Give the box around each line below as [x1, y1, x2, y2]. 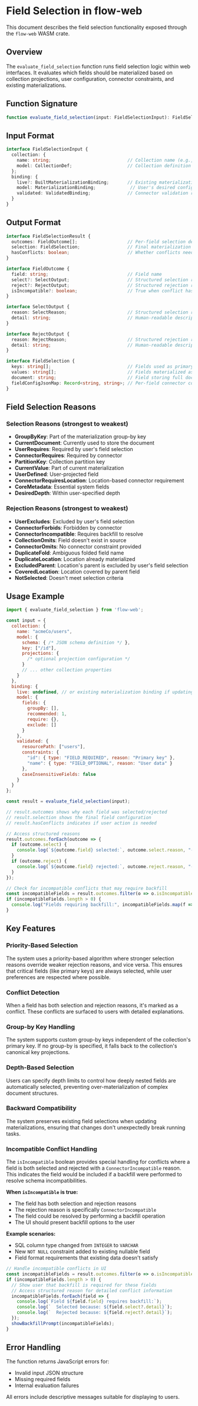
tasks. [6, 1130, 21, 1137]
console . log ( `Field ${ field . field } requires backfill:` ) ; [16, 1299, 162, 1304]
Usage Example [6, 591, 65, 601]
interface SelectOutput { [6, 304, 70, 310]
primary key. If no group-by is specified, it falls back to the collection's [6, 1042, 177, 1049]
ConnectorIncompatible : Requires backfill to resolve [14, 530, 143, 537]
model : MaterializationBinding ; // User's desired [16, 185, 176, 191]
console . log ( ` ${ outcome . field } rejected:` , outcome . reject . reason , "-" [16, 863, 196, 869]
